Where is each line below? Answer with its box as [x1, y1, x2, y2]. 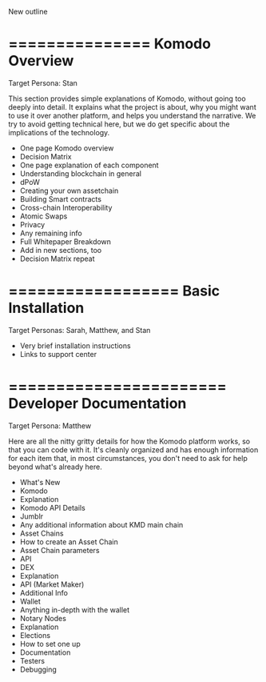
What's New [19, 477, 61, 487]
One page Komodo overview [19, 143, 114, 153]
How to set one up [19, 639, 81, 648]
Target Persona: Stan [8, 78, 78, 87]
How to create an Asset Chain [19, 536, 118, 547]
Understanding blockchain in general [19, 168, 142, 179]
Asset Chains [19, 528, 64, 538]
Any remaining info [19, 228, 82, 238]
